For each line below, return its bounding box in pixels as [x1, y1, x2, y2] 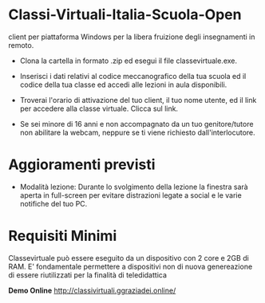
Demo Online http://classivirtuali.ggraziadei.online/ [8, 285, 176, 295]
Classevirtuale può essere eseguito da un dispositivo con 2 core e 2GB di [8, 253, 249, 262]
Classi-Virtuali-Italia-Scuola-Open [8, 6, 242, 24]
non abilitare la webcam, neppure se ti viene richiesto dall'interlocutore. [19, 128, 255, 137]
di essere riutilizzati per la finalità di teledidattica [8, 270, 168, 280]
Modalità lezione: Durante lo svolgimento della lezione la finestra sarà [19, 182, 249, 191]
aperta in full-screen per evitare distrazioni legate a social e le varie [19, 190, 242, 200]
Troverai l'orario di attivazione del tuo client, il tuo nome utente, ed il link [19, 95, 257, 104]
